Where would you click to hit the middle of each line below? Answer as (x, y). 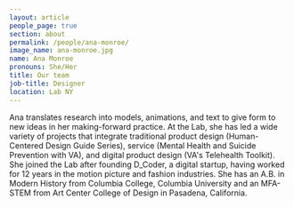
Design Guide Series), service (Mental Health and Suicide (151, 145)
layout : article (39, 17)
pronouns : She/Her (43, 68)
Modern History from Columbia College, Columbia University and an (134, 183)
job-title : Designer (48, 84)
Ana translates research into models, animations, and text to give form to (143, 117)
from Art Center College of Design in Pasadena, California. (140, 193)
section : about (37, 34)
